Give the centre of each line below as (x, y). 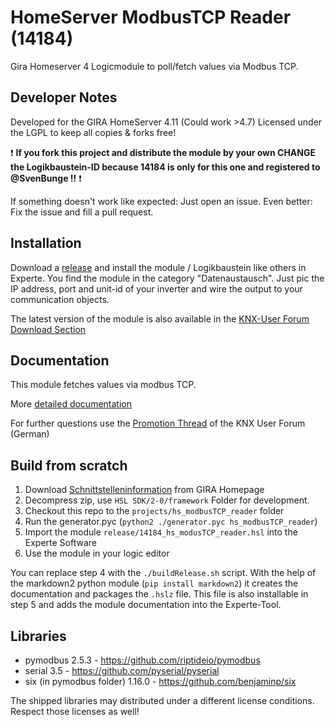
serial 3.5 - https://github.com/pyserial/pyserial (122, 670)
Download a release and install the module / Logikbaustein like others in (158, 267)
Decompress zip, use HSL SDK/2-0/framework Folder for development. (167, 500)
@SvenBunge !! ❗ (46, 178)
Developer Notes (64, 97)
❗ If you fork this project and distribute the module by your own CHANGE (163, 152)
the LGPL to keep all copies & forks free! (93, 132)
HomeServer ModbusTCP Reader (151, 17)
